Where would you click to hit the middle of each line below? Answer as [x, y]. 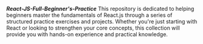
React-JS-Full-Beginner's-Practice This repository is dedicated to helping [100, 9]
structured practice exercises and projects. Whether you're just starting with [102, 21]
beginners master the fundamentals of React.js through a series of [89, 15]
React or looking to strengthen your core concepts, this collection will [93, 28]
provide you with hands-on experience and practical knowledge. [87, 34]
